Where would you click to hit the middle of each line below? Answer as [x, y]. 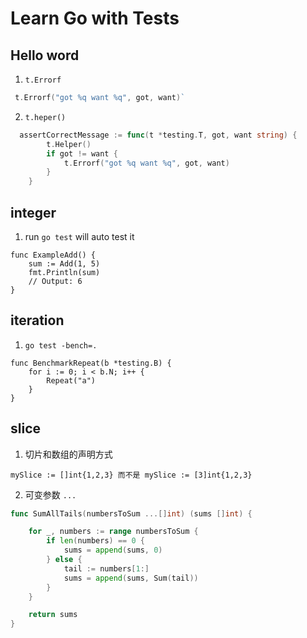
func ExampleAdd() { [53, 255]
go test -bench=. [61, 345]
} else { [64, 560]
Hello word [45, 55]
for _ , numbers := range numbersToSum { [113, 532]
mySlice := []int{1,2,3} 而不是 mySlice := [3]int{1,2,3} [131, 475]
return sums [53, 615]
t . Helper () [69, 144]
